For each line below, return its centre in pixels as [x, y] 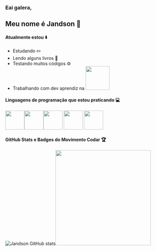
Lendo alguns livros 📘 [35, 58]
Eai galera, [19, 8]
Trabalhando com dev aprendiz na [49, 88]
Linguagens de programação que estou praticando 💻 [63, 100]
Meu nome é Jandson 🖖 [43, 24]
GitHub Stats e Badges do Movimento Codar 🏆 [56, 140]
